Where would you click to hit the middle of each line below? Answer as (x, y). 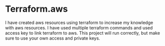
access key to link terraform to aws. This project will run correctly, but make (82, 33)
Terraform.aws (37, 9)
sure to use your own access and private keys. (53, 38)
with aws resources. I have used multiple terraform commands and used (79, 27)
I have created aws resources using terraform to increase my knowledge (79, 23)
